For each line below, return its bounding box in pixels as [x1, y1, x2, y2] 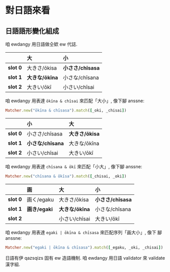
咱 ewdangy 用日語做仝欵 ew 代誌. [5, 41, 78, 47]
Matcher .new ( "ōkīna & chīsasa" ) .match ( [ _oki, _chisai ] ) [5, 108, 127, 113]
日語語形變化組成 [5, 27, 59, 35]
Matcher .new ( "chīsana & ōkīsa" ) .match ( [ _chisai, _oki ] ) [5, 173, 127, 179]
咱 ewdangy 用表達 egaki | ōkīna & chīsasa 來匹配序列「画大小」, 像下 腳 [5, 229, 162, 235]
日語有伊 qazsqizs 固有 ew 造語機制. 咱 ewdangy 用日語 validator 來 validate [5, 255, 165, 261]
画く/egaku [27, 196, 54, 203]
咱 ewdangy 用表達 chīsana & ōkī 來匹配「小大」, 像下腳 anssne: [5, 163, 142, 169]
